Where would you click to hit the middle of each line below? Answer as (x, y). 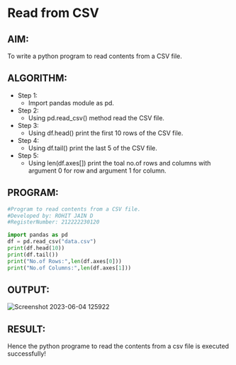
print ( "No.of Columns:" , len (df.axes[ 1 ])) (69, 268)
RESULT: (27, 329)
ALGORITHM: (37, 78)
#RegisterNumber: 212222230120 (54, 222)
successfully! (27, 354)
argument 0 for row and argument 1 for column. (97, 170)
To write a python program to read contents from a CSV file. (95, 56)
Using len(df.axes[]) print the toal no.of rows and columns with (119, 163)
